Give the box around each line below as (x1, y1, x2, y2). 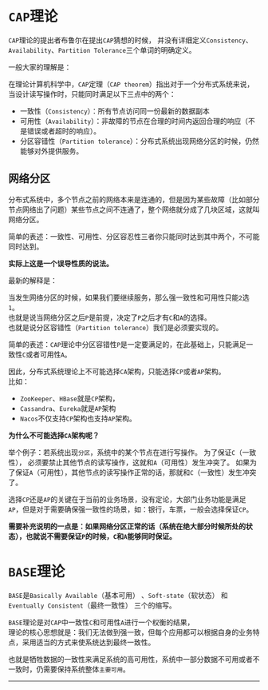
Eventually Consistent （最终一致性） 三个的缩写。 (8, 600, 177, 610)
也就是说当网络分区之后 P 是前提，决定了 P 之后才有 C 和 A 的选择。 (8, 313, 211, 322)
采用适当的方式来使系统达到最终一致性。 (22, 637, 156, 647)
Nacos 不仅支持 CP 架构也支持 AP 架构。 (19, 413, 137, 423)
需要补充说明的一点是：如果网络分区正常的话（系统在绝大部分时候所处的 (8, 521, 246, 531)
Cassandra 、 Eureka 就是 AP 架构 (19, 403, 116, 413)
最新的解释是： (8, 275, 57, 285)
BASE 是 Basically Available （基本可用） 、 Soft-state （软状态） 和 (8, 590, 229, 600)
